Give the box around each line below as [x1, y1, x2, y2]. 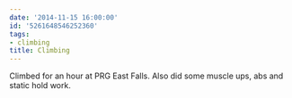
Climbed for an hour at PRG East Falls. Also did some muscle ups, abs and [9, 70, 284, 81]
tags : [9, 29, 30, 38]
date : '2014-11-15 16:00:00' [9, 12, 119, 22]
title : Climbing [9, 46, 70, 55]
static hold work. [9, 80, 72, 91]
